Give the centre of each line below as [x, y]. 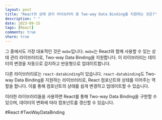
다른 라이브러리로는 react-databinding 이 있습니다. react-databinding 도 [75, 74]
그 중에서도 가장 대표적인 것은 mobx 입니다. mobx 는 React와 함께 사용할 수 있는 [78, 51]
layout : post [18, 10]
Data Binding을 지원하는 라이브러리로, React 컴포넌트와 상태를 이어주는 [82, 80]
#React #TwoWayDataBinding [35, 112]
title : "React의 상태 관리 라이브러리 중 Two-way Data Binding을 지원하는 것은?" [81, 14]
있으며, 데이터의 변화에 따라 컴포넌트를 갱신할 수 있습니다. [60, 102]
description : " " [23, 19]
